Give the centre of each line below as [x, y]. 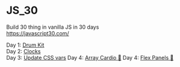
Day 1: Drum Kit [25, 45]
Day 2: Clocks [23, 51]
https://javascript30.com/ [38, 33]
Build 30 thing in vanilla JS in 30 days [53, 27]
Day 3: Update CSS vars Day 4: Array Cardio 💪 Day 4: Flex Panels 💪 [90, 57]
